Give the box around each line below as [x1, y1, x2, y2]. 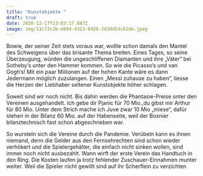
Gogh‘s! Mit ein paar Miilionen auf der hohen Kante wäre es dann [6, 68, 168, 76]
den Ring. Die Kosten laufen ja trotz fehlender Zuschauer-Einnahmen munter [6, 156, 197, 164]
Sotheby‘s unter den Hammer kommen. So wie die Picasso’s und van [6, 62, 178, 69]
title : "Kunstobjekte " [6, 8, 67, 15]
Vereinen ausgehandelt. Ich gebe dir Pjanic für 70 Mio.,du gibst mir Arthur [6, 100, 191, 107]
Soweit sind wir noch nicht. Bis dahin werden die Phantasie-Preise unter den [6, 93, 197, 100]
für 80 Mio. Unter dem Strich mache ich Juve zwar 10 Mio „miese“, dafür [6, 106, 187, 113]
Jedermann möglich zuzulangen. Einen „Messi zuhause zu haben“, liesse [6, 75, 189, 82]
